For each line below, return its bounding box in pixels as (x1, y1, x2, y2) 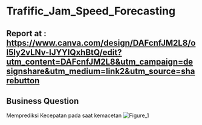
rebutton (6, 75, 40, 86)
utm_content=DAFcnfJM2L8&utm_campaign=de (6, 56, 194, 67)
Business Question (6, 95, 79, 106)
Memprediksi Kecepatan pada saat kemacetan (6, 112, 122, 119)
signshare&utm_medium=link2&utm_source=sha (6, 66, 195, 76)
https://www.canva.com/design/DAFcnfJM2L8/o (6, 37, 196, 48)
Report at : (6, 28, 47, 39)
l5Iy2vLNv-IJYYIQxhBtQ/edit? (6, 47, 122, 57)
